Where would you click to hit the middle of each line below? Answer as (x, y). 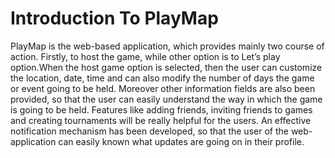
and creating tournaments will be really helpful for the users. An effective (161, 120)
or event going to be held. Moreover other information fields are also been (163, 88)
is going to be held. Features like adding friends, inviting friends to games (161, 109)
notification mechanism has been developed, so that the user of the (149, 131)
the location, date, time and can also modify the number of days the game (162, 78)
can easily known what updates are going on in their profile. (181, 141)
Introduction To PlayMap (114, 18)
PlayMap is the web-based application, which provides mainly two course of (167, 46)
